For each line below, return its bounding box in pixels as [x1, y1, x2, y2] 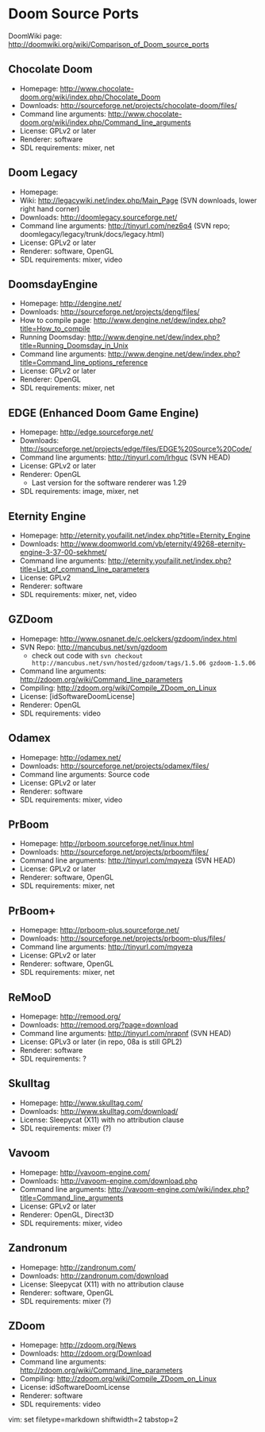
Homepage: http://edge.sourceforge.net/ [19, 427, 154, 437]
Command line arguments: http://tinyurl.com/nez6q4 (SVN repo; [19, 220, 230, 231]
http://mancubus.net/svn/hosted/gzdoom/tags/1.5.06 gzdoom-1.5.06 [31, 659, 256, 667]
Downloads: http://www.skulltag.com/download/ [19, 1106, 179, 1116]
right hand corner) [19, 204, 80, 213]
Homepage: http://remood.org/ [19, 1011, 121, 1022]
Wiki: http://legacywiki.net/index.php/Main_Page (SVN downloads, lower [19, 196, 258, 205]
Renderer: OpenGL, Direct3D [19, 1209, 114, 1219]
